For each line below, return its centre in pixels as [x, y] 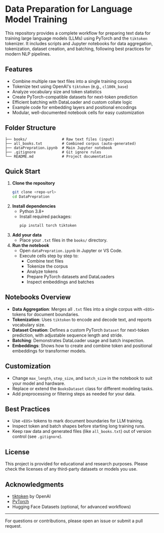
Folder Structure [31, 128]
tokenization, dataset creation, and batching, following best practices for [78, 49]
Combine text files [45, 261]
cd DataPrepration [31, 197]
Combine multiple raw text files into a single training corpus [72, 81]
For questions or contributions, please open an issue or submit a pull [74, 521]
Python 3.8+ [32, 212]
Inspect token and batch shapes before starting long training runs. [79, 426]
